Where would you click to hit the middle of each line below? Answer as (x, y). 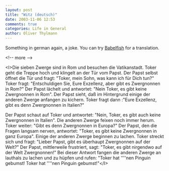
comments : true (21, 24)
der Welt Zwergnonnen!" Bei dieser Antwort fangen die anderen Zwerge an (83, 153)
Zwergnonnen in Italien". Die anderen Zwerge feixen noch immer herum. (80, 120)
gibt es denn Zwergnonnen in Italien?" (45, 105)
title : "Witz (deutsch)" (31, 15)
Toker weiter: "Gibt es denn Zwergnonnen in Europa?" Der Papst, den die (81, 125)
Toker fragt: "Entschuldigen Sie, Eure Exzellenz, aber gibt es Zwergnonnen (83, 83)
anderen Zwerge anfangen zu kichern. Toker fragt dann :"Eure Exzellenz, (81, 100)
